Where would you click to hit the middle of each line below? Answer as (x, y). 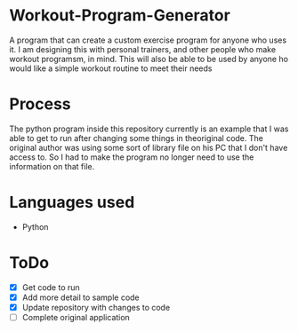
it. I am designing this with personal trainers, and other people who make (143, 49)
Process (40, 104)
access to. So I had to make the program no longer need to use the (132, 157)
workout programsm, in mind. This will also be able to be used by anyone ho (149, 59)
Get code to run (51, 287)
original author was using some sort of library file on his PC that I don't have (149, 147)
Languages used (72, 203)
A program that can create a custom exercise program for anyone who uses (148, 40)
